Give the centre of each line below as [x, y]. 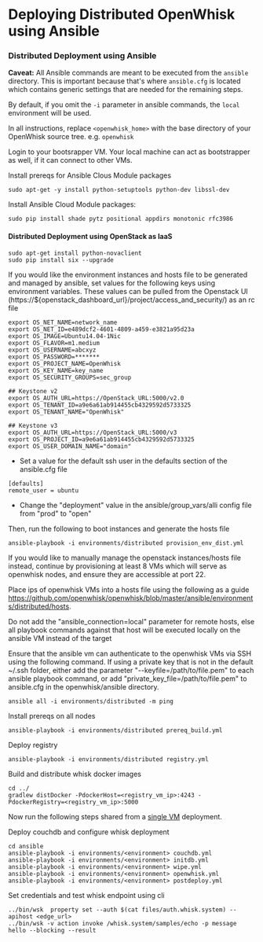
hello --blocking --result [52, 930]
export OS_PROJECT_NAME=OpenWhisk [65, 363]
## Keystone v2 [33, 391]
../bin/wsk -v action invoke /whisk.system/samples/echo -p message [122, 923]
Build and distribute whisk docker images [75, 774]
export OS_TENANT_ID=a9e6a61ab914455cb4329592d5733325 [100, 405]
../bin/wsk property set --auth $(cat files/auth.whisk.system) [117, 910]
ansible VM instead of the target [60, 638]
